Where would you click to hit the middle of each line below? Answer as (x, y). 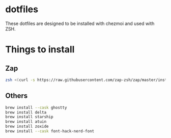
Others (17, 96)
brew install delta (26, 112)
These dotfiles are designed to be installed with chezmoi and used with (80, 23)
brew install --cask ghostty (36, 107)
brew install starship (29, 117)
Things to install (40, 50)
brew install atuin (26, 122)
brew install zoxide (27, 127)
